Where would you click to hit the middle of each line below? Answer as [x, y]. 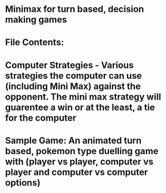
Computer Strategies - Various [69, 65]
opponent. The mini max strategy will [83, 96]
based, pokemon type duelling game [82, 151]
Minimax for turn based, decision [75, 9]
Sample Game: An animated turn [73, 140]
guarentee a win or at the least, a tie [80, 107]
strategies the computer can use [74, 76]
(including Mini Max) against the [73, 86]
